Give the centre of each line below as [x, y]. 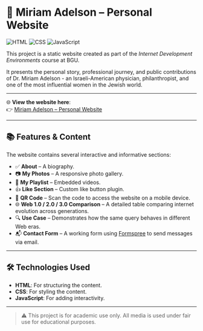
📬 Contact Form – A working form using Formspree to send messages [104, 233]
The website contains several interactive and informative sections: [89, 154]
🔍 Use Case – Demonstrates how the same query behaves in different [102, 218]
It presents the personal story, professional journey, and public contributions [101, 71]
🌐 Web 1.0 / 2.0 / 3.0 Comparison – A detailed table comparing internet [105, 204]
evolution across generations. [52, 211]
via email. [27, 242]
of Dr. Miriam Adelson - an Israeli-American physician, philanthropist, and [98, 78]
